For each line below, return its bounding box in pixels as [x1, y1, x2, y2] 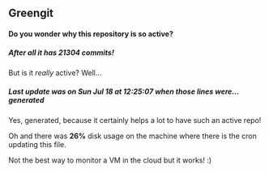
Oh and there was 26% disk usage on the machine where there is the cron [8, 131, 257, 141]
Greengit [8, 6, 54, 20]
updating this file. [8, 139, 66, 149]
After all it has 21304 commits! [8, 48, 115, 57]
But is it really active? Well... [8, 68, 102, 78]
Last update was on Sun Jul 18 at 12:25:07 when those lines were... [8, 86, 239, 96]
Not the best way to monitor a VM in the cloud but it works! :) [8, 155, 212, 165]
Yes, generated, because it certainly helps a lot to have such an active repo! [8, 115, 262, 124]
